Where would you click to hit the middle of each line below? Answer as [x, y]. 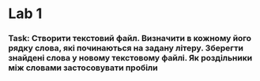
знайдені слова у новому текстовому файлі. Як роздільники [130, 58]
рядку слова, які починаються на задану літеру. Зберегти [126, 48]
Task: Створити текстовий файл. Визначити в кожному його [130, 39]
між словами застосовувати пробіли [83, 68]
